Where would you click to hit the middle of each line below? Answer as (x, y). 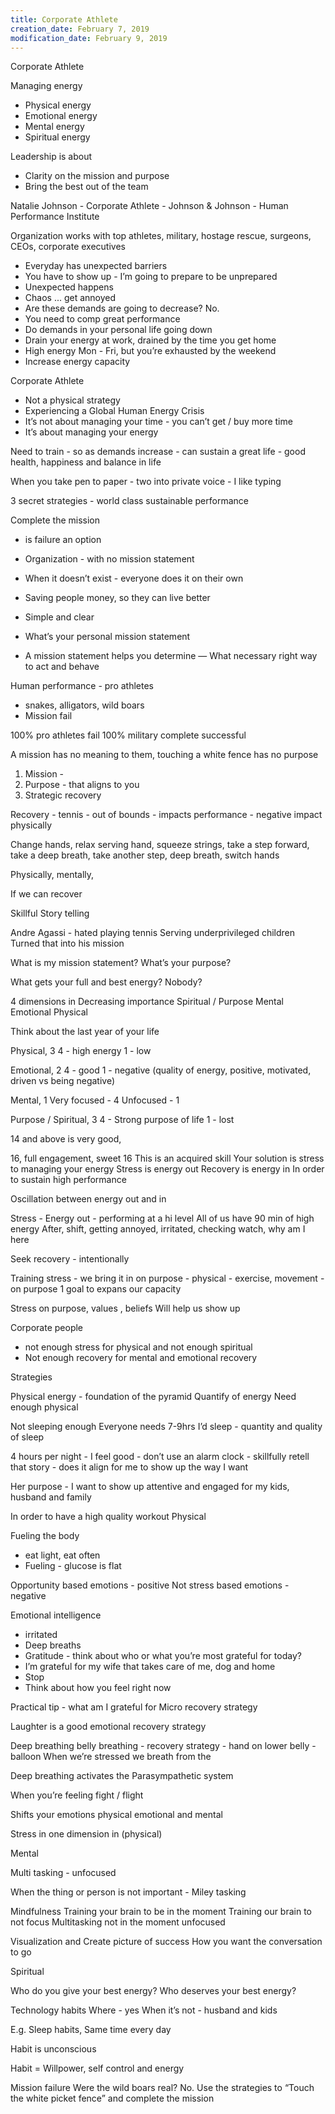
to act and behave (62, 667)
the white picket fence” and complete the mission (112, 2098)
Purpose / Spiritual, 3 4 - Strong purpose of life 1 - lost (122, 1120)
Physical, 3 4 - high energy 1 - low (81, 1051)
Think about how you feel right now (98, 1688)
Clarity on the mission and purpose (97, 176)
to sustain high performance (68, 1180)
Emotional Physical (49, 1012)
